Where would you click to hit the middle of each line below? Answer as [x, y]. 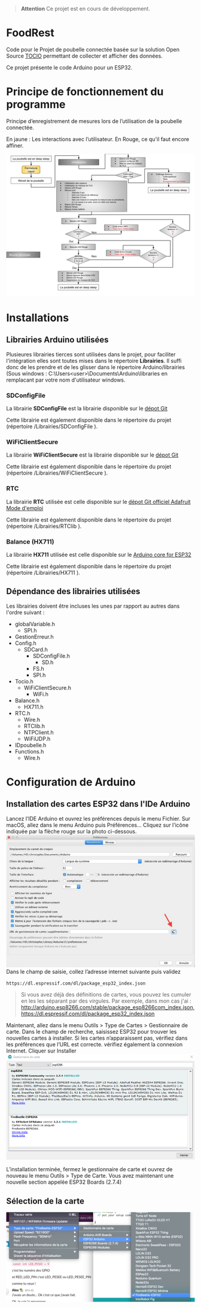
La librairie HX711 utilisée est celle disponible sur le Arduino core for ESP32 [99, 555]
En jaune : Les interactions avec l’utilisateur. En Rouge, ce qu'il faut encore [98, 139]
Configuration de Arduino [71, 782]
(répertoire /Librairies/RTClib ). [44, 526]
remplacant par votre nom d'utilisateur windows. [66, 380]
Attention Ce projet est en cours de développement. [86, 9]
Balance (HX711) [30, 541]
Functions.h [29, 751]
